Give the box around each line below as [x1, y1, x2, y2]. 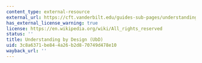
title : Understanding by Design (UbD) [6, 37, 103, 43]
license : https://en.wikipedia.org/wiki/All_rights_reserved [6, 25, 163, 32]
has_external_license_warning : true [6, 20, 98, 26]
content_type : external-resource [6, 8, 90, 15]
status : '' [6, 31, 34, 37]
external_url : [6, 14, 42, 20]
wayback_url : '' [6, 48, 47, 54]
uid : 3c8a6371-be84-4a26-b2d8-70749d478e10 [6, 43, 117, 49]
